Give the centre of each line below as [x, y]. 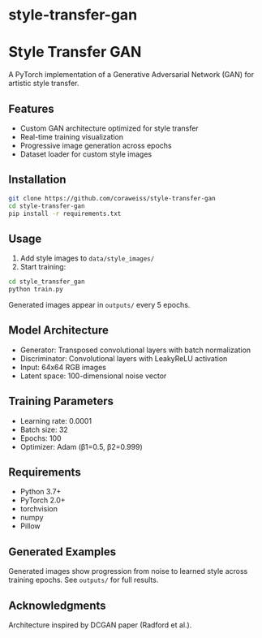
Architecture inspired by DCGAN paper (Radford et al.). [100, 625]
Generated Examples [62, 552]
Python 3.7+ [41, 492]
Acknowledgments [58, 605]
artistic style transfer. [44, 84]
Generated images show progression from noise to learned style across [128, 571]
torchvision [39, 509]
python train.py [36, 290]
